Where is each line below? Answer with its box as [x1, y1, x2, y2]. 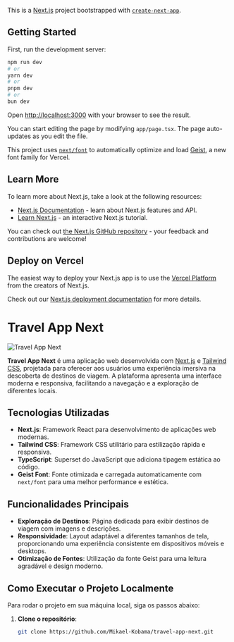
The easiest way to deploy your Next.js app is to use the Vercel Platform [7, 273, 217, 282]
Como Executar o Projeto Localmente [7, 582, 174, 594]
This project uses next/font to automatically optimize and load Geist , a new [7, 145, 227, 154]
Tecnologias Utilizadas [7, 407, 110, 419]
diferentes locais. [7, 386, 58, 395]
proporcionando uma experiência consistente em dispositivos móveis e [17, 539, 224, 548]
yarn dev [7, 72, 33, 79]
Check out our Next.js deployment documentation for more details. [7, 295, 202, 303]
